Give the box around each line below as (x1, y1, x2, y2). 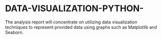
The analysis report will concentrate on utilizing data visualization (5, 19, 137, 25)
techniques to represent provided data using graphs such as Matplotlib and (5, 24, 157, 30)
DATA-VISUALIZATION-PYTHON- (5, 3, 144, 14)
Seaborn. (5, 29, 24, 35)
